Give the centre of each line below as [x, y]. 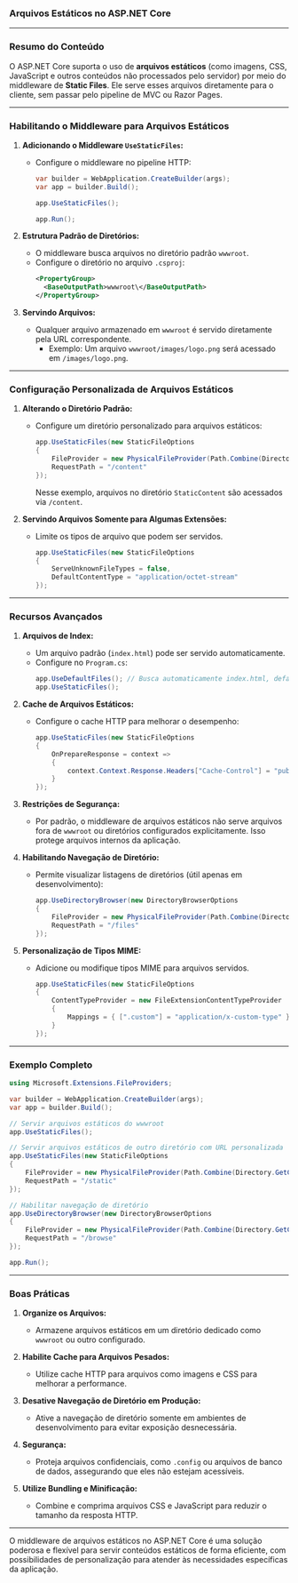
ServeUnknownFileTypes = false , [111, 569]
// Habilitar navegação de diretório [79, 1205]
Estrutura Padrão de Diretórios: [81, 236]
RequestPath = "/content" [100, 467]
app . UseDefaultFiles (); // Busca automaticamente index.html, [153, 679]
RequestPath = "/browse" [71, 1238]
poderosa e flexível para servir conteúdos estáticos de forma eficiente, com [148, 1550]
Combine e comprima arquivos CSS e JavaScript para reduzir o [151, 1506]
